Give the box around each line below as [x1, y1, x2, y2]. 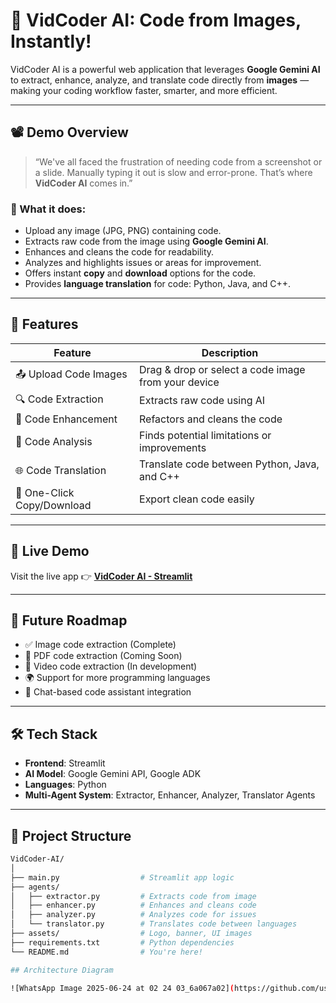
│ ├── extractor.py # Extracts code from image [10, 891, 257, 901]
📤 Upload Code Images [15, 367, 128, 381]
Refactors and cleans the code [139, 412, 283, 426]
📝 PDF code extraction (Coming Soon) [24, 650, 183, 662]
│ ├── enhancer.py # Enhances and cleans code [10, 900, 257, 911]
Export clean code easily [139, 492, 255, 506]
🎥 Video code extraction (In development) [24, 660, 198, 673]
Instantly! [10, 30, 92, 53]
